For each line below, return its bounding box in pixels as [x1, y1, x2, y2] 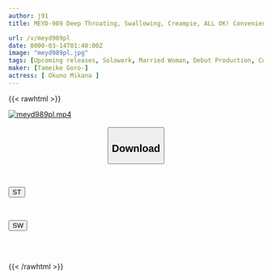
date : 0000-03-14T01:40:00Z [8, 41, 104, 49]
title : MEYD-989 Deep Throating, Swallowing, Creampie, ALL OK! [8, 19, 230, 27]
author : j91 [8, 11, 49, 20]
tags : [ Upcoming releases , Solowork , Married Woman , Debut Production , [8, 57, 255, 65]
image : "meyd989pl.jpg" [8, 49, 89, 57]
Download [112, 142, 160, 154]
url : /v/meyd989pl [8, 34, 70, 42]
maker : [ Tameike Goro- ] [8, 64, 89, 73]
